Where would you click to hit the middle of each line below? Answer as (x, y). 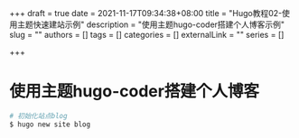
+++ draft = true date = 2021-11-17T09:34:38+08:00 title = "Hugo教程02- (146, 13)
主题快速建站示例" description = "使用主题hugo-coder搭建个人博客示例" (151, 24)
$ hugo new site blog (50, 124)
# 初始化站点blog (38, 115)
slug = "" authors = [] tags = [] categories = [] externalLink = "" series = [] (147, 35)
